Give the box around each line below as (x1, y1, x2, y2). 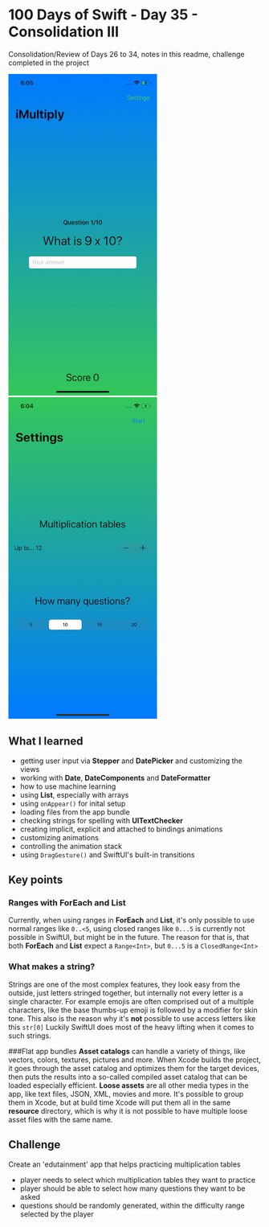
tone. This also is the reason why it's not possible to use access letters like (8, 1013, 256, 1023)
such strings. (8, 1031, 51, 1040)
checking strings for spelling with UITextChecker (19, 815, 183, 825)
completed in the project (8, 58, 90, 68)
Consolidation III (8, 23, 119, 41)
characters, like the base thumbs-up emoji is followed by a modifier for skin (8, 1005, 259, 1015)
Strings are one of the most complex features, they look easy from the (8, 979, 241, 989)
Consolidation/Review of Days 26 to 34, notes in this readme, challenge (8, 49, 245, 59)
